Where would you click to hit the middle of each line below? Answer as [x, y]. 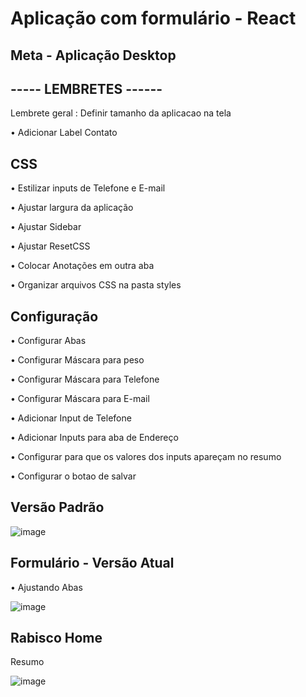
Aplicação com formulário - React [153, 18]
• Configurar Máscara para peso [77, 360]
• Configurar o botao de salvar [73, 476]
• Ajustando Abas [46, 587]
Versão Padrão [57, 507]
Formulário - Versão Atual [92, 563]
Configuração [54, 316]
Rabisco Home [56, 638]
